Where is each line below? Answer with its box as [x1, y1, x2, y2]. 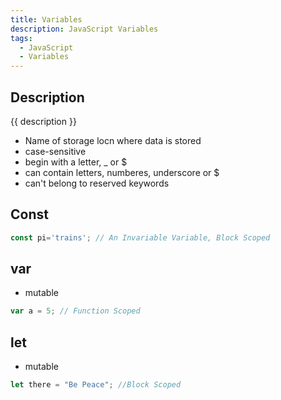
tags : [10, 33, 33, 43]
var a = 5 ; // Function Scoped [10, 306, 141, 316]
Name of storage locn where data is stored [24, 134, 202, 146]
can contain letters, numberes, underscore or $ [24, 166, 220, 178]
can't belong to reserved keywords [24, 177, 170, 189]
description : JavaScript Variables [10, 24, 159, 34]
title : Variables [10, 14, 83, 25]
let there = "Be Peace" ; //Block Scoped [10, 380, 182, 390]
